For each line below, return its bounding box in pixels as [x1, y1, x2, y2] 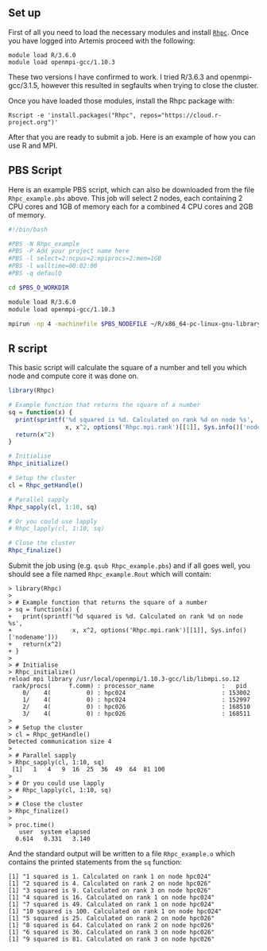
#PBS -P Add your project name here [8, 247, 130, 255]
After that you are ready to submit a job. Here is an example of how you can [8, 132, 256, 141]
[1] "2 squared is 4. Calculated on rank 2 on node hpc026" [8, 879, 212, 888]
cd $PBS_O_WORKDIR [8, 284, 69, 292]
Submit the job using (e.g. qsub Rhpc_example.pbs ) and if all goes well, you [8, 561, 250, 570]
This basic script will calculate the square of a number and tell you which [8, 363, 247, 373]
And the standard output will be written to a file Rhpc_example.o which [8, 849, 236, 859]
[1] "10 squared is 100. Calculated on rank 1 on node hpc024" [8, 907, 222, 916]
